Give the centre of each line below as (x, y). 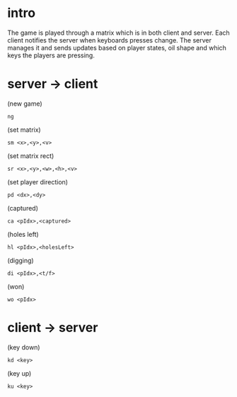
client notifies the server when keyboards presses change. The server (110, 40)
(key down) (24, 347)
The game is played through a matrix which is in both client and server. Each (118, 33)
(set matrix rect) (31, 156)
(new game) (25, 104)
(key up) (19, 373)
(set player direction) (38, 181)
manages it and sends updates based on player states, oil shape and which (117, 47)
